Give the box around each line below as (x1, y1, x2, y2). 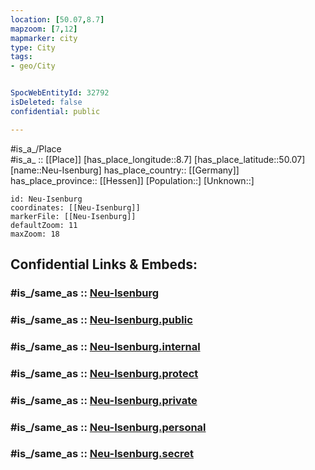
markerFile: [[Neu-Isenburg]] (10, 211, 137, 221)
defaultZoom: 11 (10, 220, 78, 230)
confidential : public (10, 106, 101, 116)
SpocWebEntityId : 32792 (10, 88, 110, 98)
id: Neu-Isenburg (10, 194, 83, 204)
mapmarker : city (10, 33, 78, 43)
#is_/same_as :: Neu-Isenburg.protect (10, 366, 199, 380)
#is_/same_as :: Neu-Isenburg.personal (10, 420, 207, 434)
